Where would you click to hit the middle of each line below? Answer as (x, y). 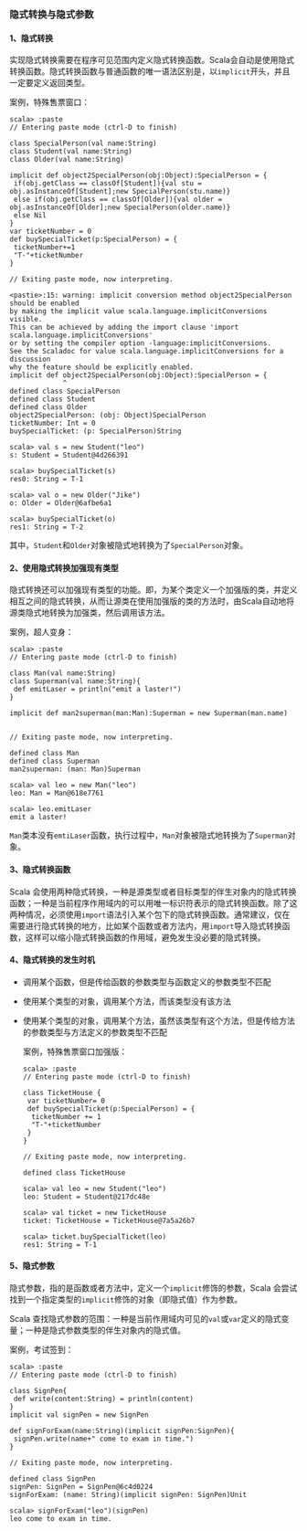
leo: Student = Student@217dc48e (86, 1197)
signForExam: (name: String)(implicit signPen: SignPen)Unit (128, 1494)
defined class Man (44, 754)
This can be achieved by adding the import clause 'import (124, 327)
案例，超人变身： (42, 632)
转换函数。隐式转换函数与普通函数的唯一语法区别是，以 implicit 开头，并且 (150, 71)
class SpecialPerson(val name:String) (83, 143)
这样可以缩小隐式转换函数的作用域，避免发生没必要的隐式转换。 (145, 937)
